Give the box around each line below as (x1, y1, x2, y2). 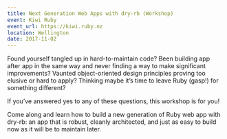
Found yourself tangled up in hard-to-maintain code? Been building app (7, 54, 210, 63)
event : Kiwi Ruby (7, 17, 57, 23)
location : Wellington (7, 29, 69, 36)
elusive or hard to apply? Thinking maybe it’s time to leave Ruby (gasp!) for (7, 76, 219, 85)
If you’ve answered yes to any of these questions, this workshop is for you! (7, 97, 220, 105)
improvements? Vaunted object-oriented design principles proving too (7, 69, 206, 78)
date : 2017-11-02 (7, 36, 57, 43)
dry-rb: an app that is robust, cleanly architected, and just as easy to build (7, 118, 217, 126)
